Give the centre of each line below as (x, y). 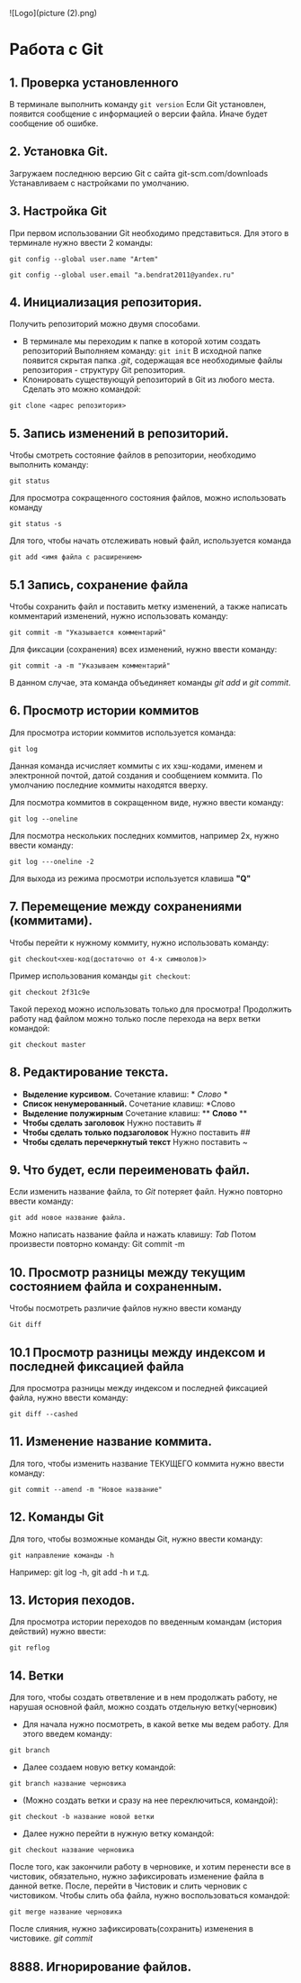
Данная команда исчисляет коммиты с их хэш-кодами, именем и (136, 766)
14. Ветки (37, 1675)
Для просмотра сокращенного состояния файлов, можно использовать (148, 498)
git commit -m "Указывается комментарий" (88, 633)
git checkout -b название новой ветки (82, 1817)
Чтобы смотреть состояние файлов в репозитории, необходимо (133, 455)
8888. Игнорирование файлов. (100, 1966)
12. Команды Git (57, 1517)
